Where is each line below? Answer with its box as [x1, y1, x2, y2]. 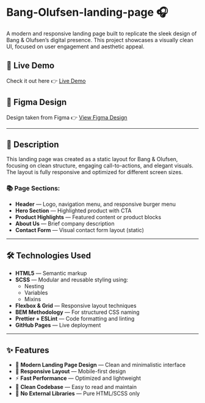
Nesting [24, 283, 45, 290]
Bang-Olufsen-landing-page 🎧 [6, 5, 168, 20]
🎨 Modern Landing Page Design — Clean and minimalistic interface [15, 361, 186, 369]
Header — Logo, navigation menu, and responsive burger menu [15, 200, 176, 208]
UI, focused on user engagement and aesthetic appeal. [6, 43, 145, 50]
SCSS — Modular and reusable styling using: [15, 276, 129, 283]
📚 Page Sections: [6, 184, 60, 193]
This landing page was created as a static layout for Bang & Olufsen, [6, 156, 178, 163]
